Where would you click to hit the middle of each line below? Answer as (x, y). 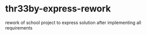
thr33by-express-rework (58, 9)
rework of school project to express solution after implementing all (73, 22)
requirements (19, 27)
